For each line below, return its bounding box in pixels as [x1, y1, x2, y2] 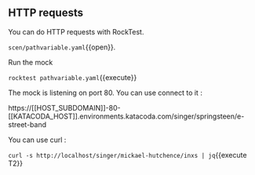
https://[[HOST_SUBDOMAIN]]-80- [8, 103, 121, 112]
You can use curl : [8, 135, 67, 144]
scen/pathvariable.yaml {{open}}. [8, 42, 116, 52]
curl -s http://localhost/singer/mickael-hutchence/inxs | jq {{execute [8, 150, 247, 159]
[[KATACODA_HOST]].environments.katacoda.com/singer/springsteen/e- [8, 111, 245, 121]
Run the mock [8, 57, 53, 67]
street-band [8, 119, 47, 129]
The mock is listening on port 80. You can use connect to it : [8, 88, 202, 97]
